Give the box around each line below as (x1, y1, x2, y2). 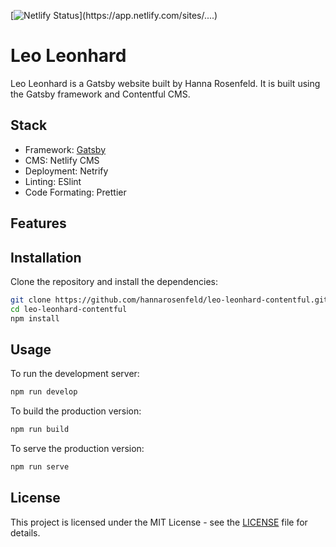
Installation (10, 249, 82, 266)
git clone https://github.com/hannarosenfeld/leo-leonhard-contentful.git (10, 295, 329, 305)
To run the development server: (10, 368, 140, 380)
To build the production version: (10, 405, 142, 417)
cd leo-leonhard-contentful (10, 304, 128, 314)
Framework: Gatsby (24, 143, 107, 155)
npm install (10, 313, 60, 324)
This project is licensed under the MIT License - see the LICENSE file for (10, 516, 308, 528)
